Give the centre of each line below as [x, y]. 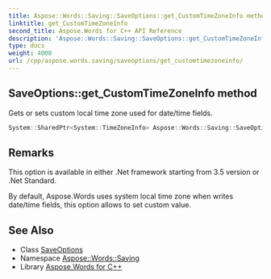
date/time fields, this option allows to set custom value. [100, 205]
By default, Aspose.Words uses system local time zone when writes [121, 196]
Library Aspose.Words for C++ [71, 267]
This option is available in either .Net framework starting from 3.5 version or [134, 172]
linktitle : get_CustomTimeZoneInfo [68, 23]
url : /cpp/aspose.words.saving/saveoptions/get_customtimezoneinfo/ [126, 61]
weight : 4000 [30, 53]
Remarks [31, 153]
